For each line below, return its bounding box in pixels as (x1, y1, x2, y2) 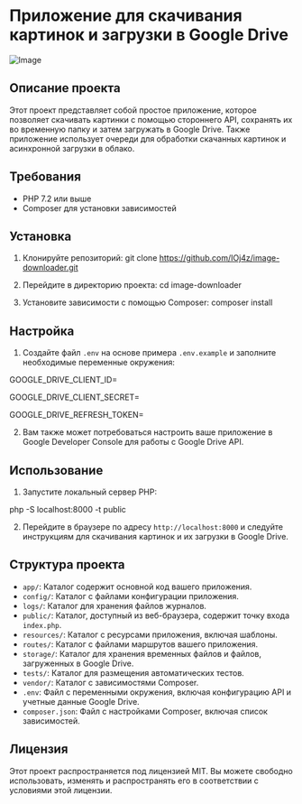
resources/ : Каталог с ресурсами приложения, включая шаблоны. (22, 629, 278, 640)
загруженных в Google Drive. (22, 658, 134, 669)
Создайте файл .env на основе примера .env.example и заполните (22, 347, 277, 358)
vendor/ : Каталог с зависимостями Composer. (22, 677, 199, 688)
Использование (9, 462, 104, 478)
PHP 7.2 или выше (22, 193, 92, 204)
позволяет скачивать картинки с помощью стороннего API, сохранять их (9, 114, 293, 125)
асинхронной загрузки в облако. (9, 143, 135, 153)
